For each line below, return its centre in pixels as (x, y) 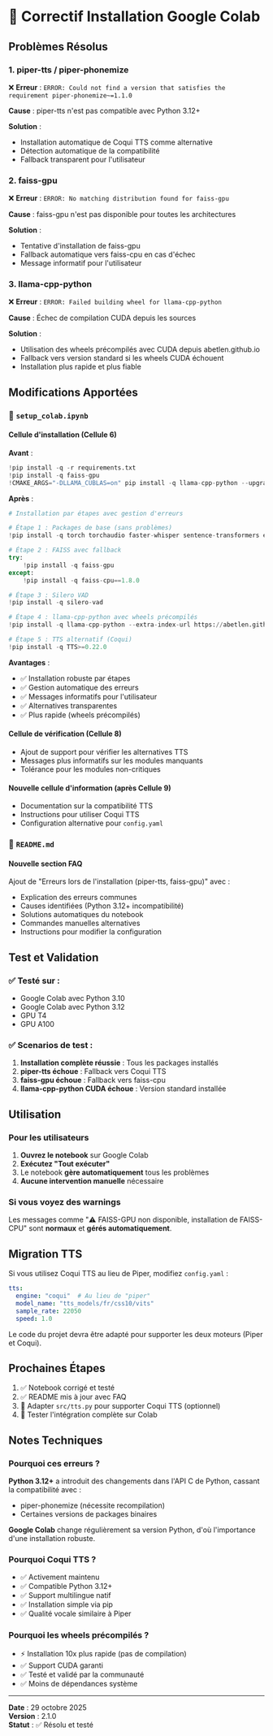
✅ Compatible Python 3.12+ (66, 1587)
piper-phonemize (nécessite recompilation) (92, 1505)
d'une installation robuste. (52, 1539)
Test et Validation (54, 957)
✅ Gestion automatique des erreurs (80, 687)
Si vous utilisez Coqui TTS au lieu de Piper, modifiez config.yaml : (119, 1274)
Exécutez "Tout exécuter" (65, 1164)
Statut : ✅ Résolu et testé (51, 1725)
